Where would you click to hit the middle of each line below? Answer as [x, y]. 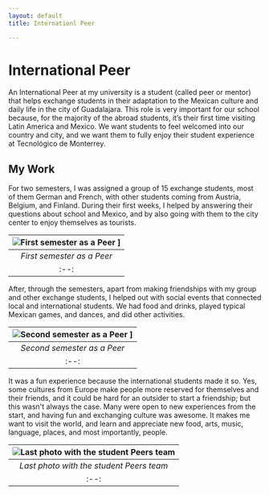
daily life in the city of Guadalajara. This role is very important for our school [134, 109]
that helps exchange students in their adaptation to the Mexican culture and [133, 101]
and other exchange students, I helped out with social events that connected [135, 298]
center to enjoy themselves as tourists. [72, 223]
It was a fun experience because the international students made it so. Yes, [132, 381]
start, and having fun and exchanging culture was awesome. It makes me [129, 415]
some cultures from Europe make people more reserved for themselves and [134, 390]
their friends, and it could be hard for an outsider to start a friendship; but [130, 398]
